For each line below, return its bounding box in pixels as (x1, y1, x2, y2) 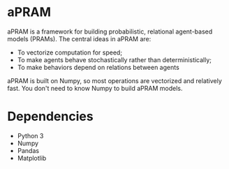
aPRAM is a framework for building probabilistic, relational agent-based (7, 27, 213, 36)
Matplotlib (17, 154, 47, 162)
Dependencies (7, 109, 94, 124)
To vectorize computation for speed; (17, 48, 123, 57)
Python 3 (17, 131, 44, 140)
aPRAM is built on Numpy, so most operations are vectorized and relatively (7, 76, 222, 84)
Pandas (17, 146, 40, 154)
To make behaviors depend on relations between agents (17, 63, 179, 71)
